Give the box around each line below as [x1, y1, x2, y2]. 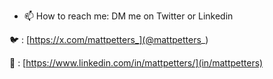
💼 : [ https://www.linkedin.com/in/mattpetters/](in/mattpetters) [9, 57, 264, 69]
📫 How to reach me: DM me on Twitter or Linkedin [23, 10, 234, 22]
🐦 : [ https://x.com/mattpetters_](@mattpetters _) [9, 34, 209, 45]
